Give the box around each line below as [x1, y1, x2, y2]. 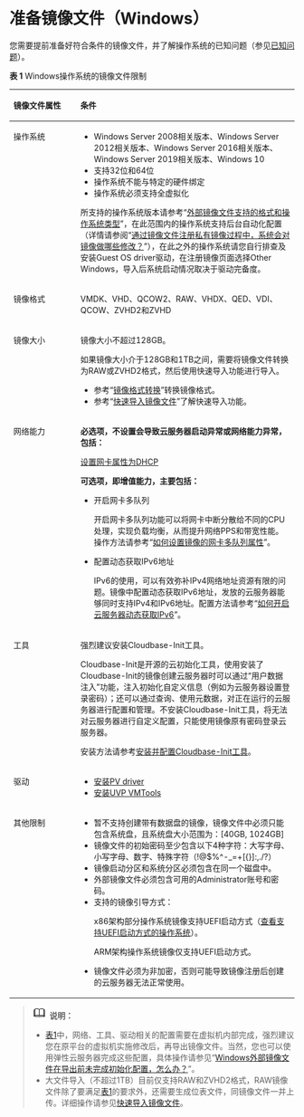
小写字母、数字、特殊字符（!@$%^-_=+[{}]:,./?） [93, 852, 277, 863]
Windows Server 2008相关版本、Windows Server [93, 130, 280, 141]
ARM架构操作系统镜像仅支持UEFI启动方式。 [93, 947, 256, 958]
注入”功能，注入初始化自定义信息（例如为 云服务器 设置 [80, 681, 282, 692]
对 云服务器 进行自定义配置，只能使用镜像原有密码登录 [80, 715, 279, 726]
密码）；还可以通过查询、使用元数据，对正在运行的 [88, 692, 275, 703]
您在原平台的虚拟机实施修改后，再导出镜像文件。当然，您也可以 [44, 1040, 283, 1051]
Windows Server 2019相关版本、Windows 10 [93, 153, 265, 164]
